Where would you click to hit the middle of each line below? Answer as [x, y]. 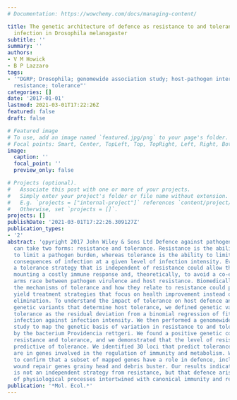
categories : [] [30, 92]
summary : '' [25, 46]
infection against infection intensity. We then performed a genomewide [123, 320]
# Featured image [33, 131]
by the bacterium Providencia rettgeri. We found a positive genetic [118, 334]
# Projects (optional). [42, 183]
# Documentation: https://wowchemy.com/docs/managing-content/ [102, 14]
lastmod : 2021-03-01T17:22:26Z [53, 105]
